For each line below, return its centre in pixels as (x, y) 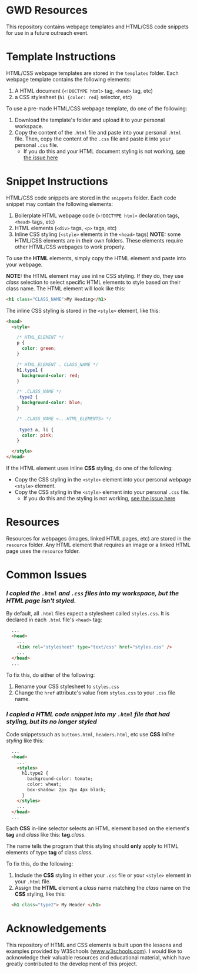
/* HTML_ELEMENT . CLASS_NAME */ (58, 364)
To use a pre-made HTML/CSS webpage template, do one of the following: (97, 108)
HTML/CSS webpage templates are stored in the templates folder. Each (93, 73)
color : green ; (39, 349)
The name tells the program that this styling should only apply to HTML (92, 846)
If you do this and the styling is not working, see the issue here (99, 499)
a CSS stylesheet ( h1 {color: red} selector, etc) (73, 97)
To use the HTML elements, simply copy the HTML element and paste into (96, 258)
